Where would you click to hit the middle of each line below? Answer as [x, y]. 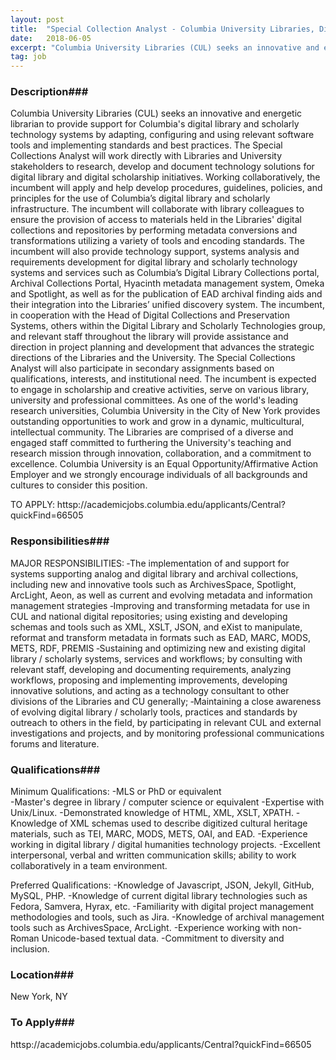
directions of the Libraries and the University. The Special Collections [153, 358]
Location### [42, 974]
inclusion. [30, 949]
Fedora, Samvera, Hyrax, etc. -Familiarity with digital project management [162, 907]
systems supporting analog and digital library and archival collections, [154, 573]
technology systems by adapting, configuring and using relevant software [162, 135]
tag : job [28, 57]
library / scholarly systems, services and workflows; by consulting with [156, 658]
